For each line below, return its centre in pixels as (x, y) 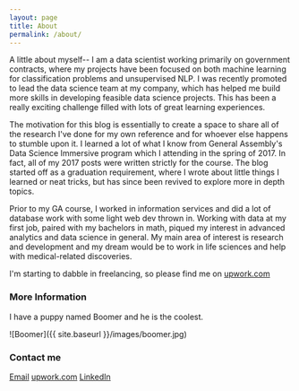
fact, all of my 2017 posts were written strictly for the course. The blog (139, 163)
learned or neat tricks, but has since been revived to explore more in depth (147, 182)
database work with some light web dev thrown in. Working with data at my (148, 218)
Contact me (35, 357)
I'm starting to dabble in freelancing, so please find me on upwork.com (140, 274)
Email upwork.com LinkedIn (60, 377)
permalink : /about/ (46, 34)
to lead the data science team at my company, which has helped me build (145, 88)
